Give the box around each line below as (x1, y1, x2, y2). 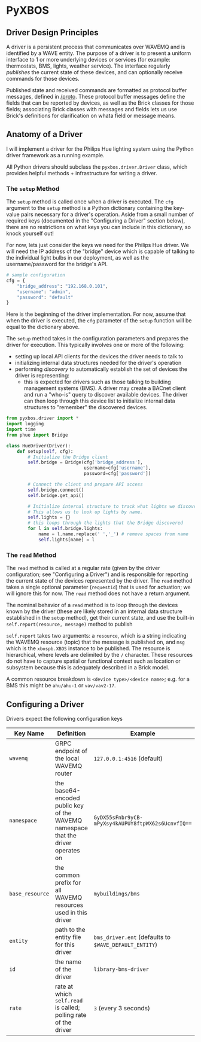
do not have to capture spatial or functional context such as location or (6, 657, 181, 665)
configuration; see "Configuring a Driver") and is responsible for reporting (6, 571, 188, 578)
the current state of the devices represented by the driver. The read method (6, 577, 193, 584)
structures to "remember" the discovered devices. (23, 404, 148, 411)
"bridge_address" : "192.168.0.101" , (17, 283, 109, 289)
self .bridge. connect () (28, 487, 84, 493)
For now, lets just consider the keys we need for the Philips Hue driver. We (6, 242, 190, 249)
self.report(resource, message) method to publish (6, 620, 133, 628)
